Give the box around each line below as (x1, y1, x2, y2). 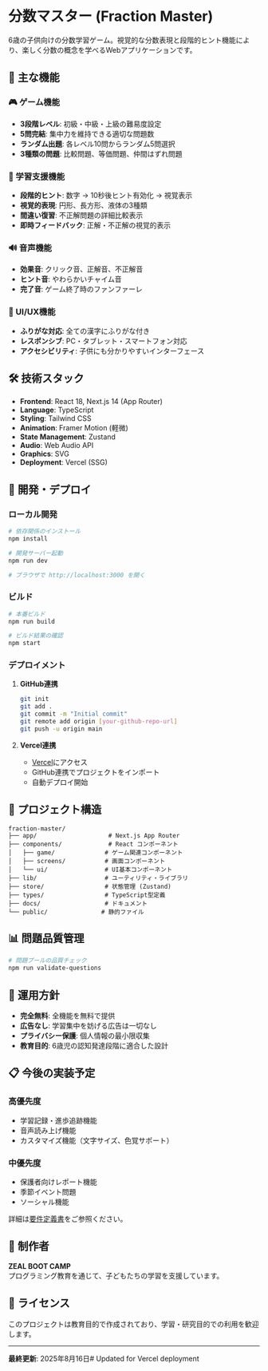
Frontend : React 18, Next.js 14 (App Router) (19, 397, 164, 406)
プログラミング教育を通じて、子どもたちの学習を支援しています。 (8, 1270, 224, 1280)
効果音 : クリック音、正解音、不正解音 (19, 264, 144, 274)
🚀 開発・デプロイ (8, 482, 92, 496)
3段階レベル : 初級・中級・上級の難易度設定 (19, 119, 162, 129)
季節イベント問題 (19, 1187, 77, 1197)
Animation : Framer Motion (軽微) (19, 423, 129, 433)
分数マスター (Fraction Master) (8, 7, 214, 26)
